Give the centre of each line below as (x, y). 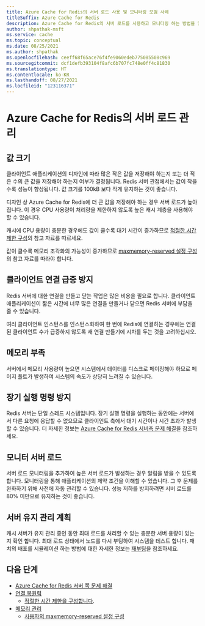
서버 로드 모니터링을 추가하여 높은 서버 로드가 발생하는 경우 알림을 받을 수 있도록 (102, 473)
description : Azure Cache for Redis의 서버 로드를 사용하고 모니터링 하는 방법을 (101, 23)
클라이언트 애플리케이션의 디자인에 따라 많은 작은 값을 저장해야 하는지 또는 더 (98, 174)
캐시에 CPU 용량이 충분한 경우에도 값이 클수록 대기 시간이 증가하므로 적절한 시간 (101, 230)
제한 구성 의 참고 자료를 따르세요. (45, 238)
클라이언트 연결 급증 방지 (50, 280)
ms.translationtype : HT (37, 69)
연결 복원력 (28, 593)
